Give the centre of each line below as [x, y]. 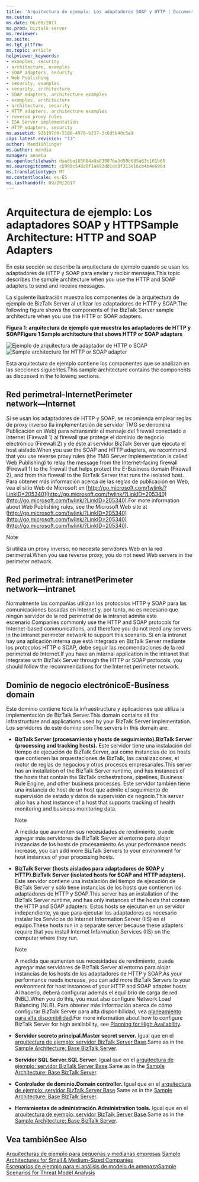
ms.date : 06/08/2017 [32, 23]
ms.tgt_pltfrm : [25, 45]
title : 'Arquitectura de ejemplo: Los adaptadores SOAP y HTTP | [88, 12]
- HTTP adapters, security [39, 128]
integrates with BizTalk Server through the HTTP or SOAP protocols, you [94, 660]
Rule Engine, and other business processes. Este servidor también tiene [102, 784]
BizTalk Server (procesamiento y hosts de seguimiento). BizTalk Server [103, 739]
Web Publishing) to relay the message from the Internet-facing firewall [92, 462]
